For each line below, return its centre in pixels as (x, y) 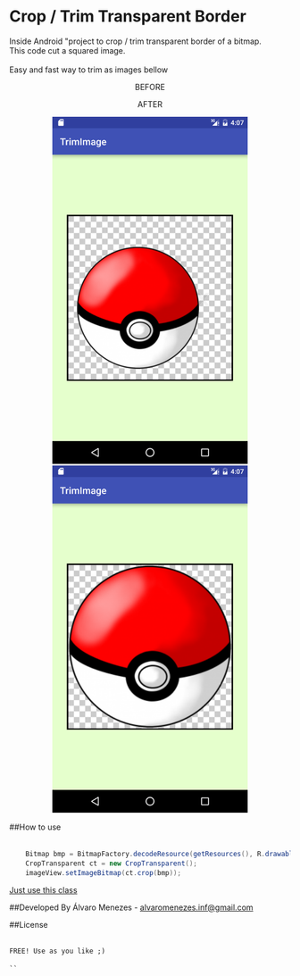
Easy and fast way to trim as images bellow (89, 70)
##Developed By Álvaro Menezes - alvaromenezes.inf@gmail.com (131, 907)
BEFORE (150, 87)
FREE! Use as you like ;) (57, 951)
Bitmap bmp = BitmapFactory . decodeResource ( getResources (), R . (146, 855)
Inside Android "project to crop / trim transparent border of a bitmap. (135, 41)
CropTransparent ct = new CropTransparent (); (112, 863)
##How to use (35, 827)
